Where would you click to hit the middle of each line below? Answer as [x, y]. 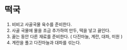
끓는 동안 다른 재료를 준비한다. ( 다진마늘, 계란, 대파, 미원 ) [67, 36]
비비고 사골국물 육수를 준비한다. [42, 24]
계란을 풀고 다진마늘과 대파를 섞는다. [46, 42]
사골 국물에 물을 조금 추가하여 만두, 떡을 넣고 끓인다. [61, 30]
